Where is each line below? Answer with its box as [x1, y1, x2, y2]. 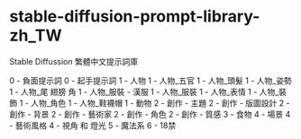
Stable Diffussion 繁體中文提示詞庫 [9, 56, 138, 66]
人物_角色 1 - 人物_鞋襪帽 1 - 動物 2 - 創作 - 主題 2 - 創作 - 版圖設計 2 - [30, 97, 290, 109]
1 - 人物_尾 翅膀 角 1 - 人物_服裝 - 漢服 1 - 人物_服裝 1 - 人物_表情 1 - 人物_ [9, 86, 279, 97]
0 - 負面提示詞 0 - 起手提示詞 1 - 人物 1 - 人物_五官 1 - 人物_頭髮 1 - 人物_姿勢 [9, 74, 293, 86]
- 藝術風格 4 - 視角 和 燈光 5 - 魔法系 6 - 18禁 [9, 119, 177, 131]
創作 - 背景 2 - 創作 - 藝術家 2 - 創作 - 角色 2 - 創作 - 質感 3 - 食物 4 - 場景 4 [9, 109, 291, 119]
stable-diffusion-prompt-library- [9, 6, 260, 27]
